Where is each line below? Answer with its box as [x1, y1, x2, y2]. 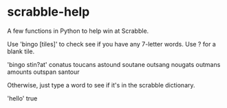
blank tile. [7, 47, 35, 55]
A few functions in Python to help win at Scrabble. [7, 27, 149, 35]
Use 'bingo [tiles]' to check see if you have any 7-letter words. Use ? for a [7, 40, 217, 48]
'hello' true [7, 94, 38, 103]
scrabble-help [7, 4, 90, 20]
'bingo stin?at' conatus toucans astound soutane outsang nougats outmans [7, 60, 221, 68]
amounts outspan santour [7, 68, 80, 76]
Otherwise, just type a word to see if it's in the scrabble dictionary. [7, 81, 195, 89]
